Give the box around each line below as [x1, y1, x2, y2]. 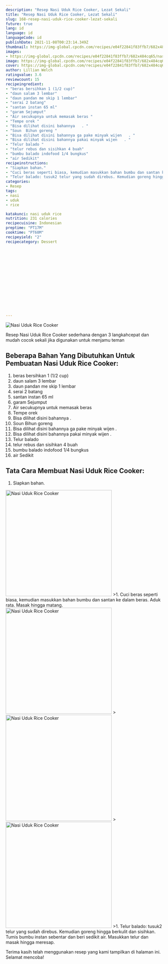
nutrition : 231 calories [5, 216, 57, 221]
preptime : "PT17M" [5, 225, 44, 230]
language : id [5, 30, 33, 35]
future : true [5, 21, 33, 26]
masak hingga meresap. [5, 939, 55, 945]
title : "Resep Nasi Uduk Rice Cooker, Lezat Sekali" [5, 12, 118, 17]
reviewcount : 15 [5, 77, 39, 82]
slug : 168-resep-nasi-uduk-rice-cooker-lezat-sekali [5, 16, 118, 21]
